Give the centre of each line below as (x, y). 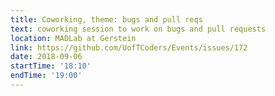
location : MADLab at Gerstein (73, 38)
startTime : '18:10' (51, 66)
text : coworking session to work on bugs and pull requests (138, 29)
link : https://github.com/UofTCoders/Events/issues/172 (129, 47)
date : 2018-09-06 (46, 57)
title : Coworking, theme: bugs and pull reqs (106, 19)
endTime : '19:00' (46, 76)
